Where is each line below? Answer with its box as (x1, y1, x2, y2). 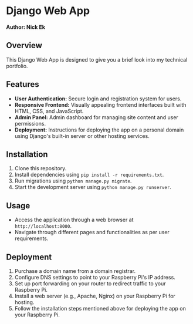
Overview (6, 41, 43, 50)
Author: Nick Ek (6, 23, 46, 31)
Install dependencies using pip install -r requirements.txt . (14, 171, 164, 178)
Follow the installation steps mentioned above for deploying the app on (14, 305, 186, 312)
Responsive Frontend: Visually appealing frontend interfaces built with (14, 101, 187, 108)
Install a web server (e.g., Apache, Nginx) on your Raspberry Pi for (14, 292, 176, 299)
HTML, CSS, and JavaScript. (14, 107, 84, 114)
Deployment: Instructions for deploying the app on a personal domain (14, 126, 184, 133)
